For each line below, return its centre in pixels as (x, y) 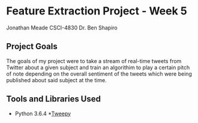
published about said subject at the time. (56, 80)
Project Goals (32, 46)
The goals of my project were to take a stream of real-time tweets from (94, 61)
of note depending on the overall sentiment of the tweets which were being (99, 74)
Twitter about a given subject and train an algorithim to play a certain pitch (98, 67)
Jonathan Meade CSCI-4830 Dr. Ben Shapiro (62, 28)
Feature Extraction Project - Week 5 (97, 11)
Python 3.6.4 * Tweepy (43, 113)
